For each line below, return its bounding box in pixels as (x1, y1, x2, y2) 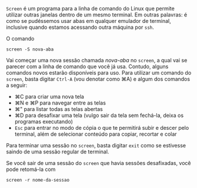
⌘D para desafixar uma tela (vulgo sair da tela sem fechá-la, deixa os (14, 112, 184, 119)
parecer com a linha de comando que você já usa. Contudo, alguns (6, 63, 169, 70)
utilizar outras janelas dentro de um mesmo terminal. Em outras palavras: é (6, 11, 188, 18)
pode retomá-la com (6, 166, 56, 173)
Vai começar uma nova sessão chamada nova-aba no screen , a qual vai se (6, 57, 188, 63)
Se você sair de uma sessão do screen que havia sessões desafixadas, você (6, 160, 191, 166)
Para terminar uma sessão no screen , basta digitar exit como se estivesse (6, 142, 186, 149)
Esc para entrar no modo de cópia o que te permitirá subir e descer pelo (14, 125, 189, 131)
